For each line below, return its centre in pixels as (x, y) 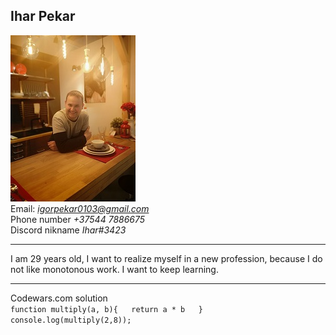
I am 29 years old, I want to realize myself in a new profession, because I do (166, 258)
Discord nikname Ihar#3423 (68, 230)
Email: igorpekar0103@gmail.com (80, 208)
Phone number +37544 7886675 (78, 219)
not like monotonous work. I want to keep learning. (114, 269)
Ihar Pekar (43, 16)
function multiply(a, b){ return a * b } (106, 309)
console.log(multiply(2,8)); (71, 320)
